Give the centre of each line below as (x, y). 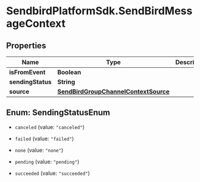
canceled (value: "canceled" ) (50, 127)
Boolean (69, 72)
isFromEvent (27, 72)
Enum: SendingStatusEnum (58, 113)
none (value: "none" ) (39, 150)
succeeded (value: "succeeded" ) (52, 173)
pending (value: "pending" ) (47, 161)
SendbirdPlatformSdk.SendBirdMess (99, 11)
